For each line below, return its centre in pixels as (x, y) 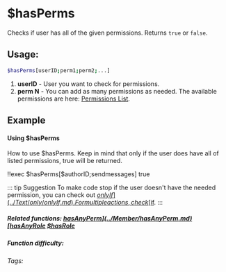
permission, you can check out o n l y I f (60, 195)
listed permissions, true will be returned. (65, 161)
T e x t (21, 203)
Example (26, 120)
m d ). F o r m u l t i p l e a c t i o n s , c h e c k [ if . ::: (112, 203)
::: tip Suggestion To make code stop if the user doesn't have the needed (112, 188)
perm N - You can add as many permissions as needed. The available (117, 91)
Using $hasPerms (34, 138)
